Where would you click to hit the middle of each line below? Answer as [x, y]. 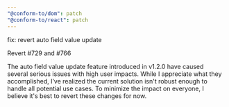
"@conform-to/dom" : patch [44, 13]
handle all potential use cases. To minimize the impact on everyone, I [106, 88]
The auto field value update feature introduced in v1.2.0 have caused [105, 66]
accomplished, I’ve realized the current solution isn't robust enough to [108, 81]
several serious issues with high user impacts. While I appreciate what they [114, 74]
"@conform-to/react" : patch [48, 20]
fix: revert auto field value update [54, 39]
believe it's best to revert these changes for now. [77, 96]
